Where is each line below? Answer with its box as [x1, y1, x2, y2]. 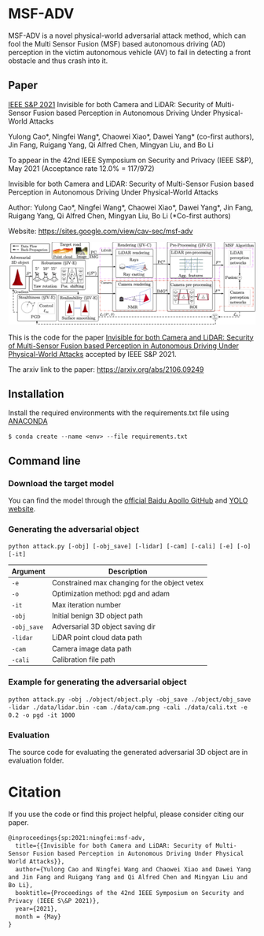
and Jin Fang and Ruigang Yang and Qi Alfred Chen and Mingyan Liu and [8, 873, 247, 881]
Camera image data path [52, 644, 132, 653]
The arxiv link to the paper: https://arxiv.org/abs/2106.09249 [8, 364, 204, 374]
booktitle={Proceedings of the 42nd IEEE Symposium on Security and [15, 889, 244, 897]
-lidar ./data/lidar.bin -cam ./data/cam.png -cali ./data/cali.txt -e [8, 703, 247, 711]
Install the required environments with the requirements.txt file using [8, 408, 229, 418]
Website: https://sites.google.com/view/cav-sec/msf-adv [8, 226, 193, 236]
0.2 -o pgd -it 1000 [8, 711, 76, 719]
